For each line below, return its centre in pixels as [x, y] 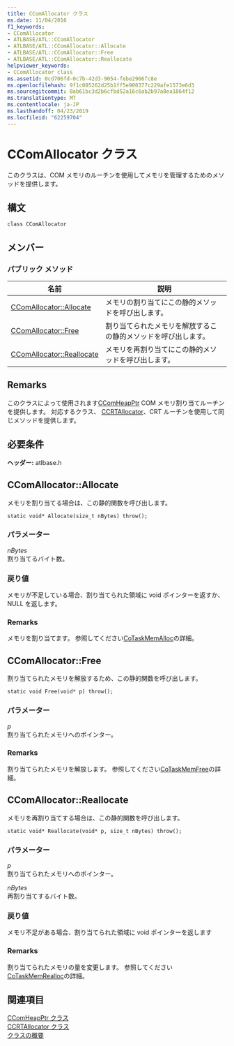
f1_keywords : [26, 27]
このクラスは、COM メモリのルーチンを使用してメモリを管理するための [110, 175]
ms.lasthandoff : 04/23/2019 [48, 111]
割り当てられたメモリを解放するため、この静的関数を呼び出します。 [104, 679]
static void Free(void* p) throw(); [60, 692]
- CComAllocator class [40, 72]
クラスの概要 [25, 1036]
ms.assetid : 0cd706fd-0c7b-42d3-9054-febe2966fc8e [82, 79]
